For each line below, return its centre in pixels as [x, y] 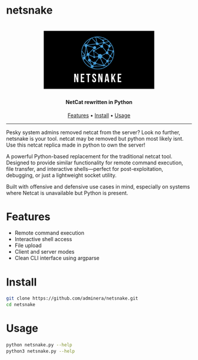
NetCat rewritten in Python [99, 102]
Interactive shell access [43, 239]
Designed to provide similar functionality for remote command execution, [95, 163]
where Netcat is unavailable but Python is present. [67, 193]
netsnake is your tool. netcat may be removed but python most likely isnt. [95, 138]
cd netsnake [21, 305]
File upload [28, 245]
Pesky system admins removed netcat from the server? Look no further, [93, 132]
